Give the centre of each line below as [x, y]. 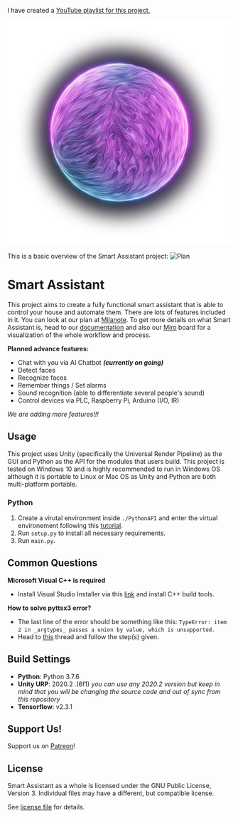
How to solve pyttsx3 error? [49, 608]
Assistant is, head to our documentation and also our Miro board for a [109, 327]
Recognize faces [42, 378]
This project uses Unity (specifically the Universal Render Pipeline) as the [115, 454]
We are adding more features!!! [53, 414]
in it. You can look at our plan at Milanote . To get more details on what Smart [119, 319]
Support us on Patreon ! [42, 746]
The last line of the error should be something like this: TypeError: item [122, 621]
